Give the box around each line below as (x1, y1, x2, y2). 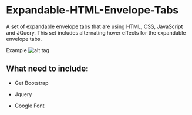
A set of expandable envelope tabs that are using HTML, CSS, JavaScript (6, 23, 183, 30)
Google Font (14, 102, 45, 109)
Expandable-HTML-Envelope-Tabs (6, 4, 179, 17)
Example (6, 46, 28, 53)
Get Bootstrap (14, 79, 49, 86)
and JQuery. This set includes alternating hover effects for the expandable (6, 29, 186, 36)
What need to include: (6, 64, 89, 74)
